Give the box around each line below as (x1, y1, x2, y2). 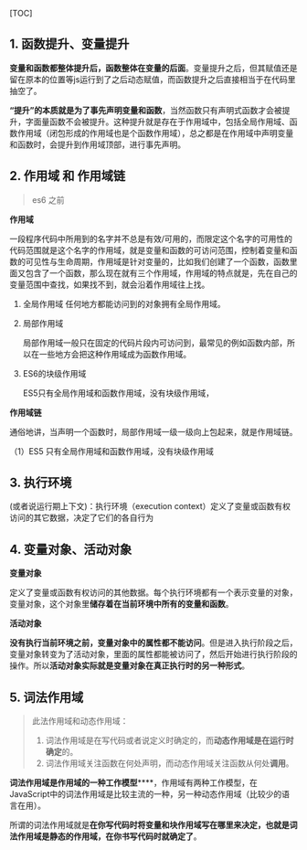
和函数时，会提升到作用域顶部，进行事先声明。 (9, 139, 185, 150)
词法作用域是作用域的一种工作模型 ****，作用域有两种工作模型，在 (9, 777, 259, 789)
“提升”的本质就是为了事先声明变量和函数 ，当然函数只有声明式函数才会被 (9, 104, 283, 115)
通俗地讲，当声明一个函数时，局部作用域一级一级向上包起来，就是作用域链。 (9, 426, 298, 437)
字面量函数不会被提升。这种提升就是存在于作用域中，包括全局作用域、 (25, 116, 290, 127)
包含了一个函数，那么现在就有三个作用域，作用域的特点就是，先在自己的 (25, 267, 298, 278)
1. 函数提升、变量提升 (9, 37, 130, 52)
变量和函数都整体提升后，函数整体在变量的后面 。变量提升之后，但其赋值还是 (9, 62, 298, 73)
